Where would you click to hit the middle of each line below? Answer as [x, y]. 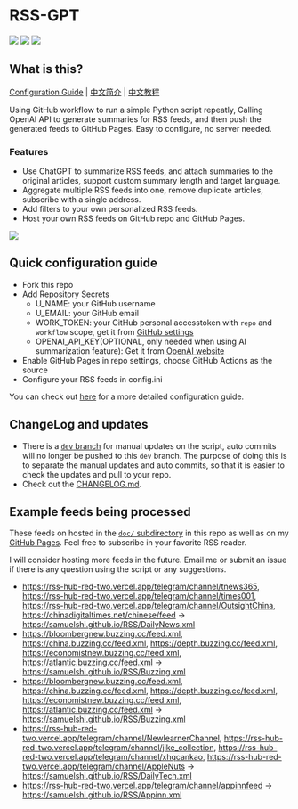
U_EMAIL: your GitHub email [87, 313]
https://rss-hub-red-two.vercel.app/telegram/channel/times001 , [139, 596]
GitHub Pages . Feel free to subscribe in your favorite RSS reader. [128, 543]
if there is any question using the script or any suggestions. [118, 569]
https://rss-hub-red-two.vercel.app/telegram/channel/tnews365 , [141, 587]
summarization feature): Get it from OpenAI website [130, 351]
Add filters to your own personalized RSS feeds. [110, 209]
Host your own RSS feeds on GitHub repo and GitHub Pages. [133, 218]
